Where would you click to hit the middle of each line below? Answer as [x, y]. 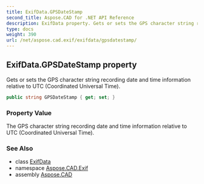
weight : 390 [21, 35]
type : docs [20, 29]
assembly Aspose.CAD [44, 175]
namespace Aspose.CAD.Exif [52, 168]
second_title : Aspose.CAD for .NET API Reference [70, 18]
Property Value [29, 113]
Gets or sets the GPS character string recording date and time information [99, 79]
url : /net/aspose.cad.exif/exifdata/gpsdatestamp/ [72, 40]
